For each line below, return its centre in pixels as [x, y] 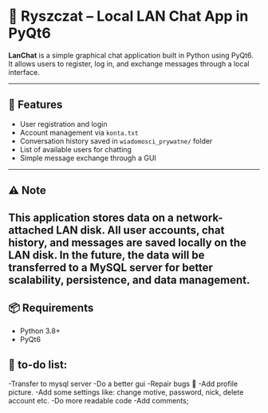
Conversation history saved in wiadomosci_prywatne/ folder [116, 141]
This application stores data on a [91, 217]
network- [199, 217]
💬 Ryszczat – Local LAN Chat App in [128, 16]
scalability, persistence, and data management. [129, 279]
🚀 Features [35, 105]
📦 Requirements [51, 307]
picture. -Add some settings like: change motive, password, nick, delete [126, 392]
